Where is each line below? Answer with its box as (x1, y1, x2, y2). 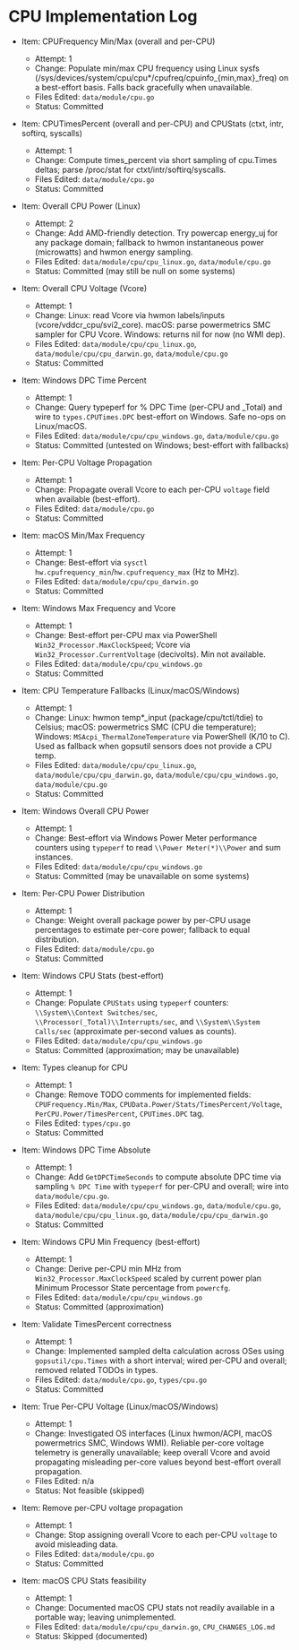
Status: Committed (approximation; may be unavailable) (34, 1044, 240, 1055)
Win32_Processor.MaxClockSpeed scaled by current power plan (34, 1273, 261, 1283)
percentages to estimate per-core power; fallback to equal (34, 924, 251, 935)
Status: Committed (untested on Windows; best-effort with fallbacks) (34, 439, 289, 450)
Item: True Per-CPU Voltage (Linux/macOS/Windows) (21, 1401, 218, 1412)
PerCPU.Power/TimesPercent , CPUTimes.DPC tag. (34, 1108, 205, 1119)
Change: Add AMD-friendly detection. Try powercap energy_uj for (34, 227, 278, 238)
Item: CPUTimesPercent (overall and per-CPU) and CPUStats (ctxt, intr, (21, 118, 284, 129)
